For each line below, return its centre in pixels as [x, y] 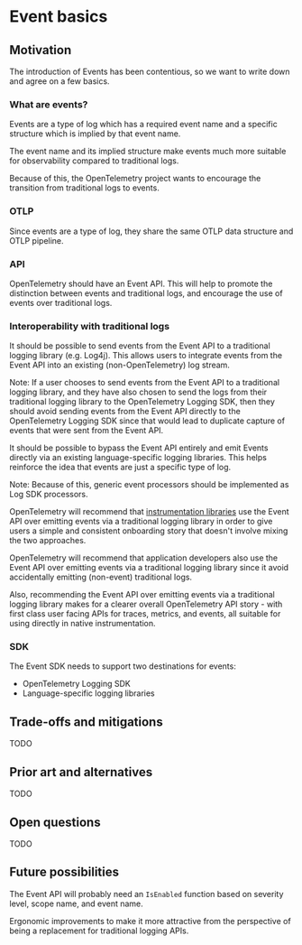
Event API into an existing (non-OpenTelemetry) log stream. [119, 365]
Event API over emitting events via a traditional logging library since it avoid [149, 568]
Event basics [59, 17]
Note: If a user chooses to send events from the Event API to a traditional [145, 383]
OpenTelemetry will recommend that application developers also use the [144, 558]
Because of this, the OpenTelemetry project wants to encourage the [135, 179]
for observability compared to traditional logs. [94, 161]
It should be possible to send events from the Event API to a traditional [140, 346]
